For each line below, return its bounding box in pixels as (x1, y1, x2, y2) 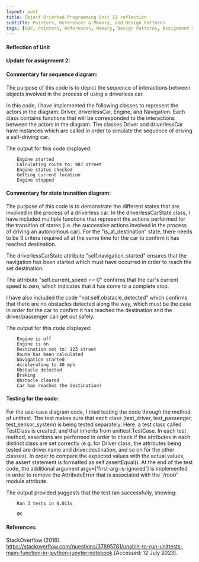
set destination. (6, 265, 44, 272)
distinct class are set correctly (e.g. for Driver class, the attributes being (6, 440, 182, 447)
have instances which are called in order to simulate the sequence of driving (6, 127, 192, 134)
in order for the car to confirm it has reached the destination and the (6, 306, 173, 313)
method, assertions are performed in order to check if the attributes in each (6, 434, 191, 441)
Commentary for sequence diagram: (6, 71, 98, 78)
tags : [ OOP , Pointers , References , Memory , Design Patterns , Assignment (6, 25, 190, 31)
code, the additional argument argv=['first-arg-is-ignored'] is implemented (6, 465, 188, 472)
